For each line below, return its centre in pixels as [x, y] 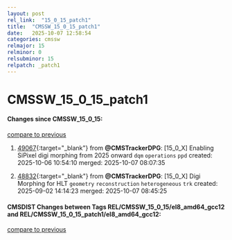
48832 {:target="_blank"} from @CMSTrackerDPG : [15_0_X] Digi [109, 176]
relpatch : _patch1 [34, 65]
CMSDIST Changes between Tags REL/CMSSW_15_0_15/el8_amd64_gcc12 [116, 207]
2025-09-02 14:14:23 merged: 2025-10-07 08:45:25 [92, 191]
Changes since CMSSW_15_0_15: [55, 119]
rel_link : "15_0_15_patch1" [49, 20]
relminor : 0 [24, 53]
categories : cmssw [34, 40]
